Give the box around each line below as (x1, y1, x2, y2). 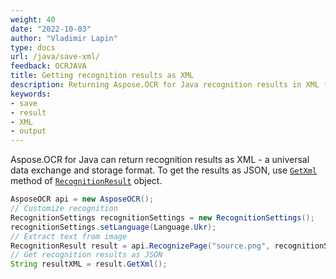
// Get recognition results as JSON (10, 250, 163, 260)
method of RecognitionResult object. (10, 175, 163, 187)
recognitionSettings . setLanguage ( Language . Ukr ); (10, 222, 217, 232)
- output (10, 126, 47, 136)
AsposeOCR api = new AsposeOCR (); (10, 194, 155, 205)
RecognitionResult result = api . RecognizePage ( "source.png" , (10, 241, 271, 251)
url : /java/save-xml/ (10, 52, 101, 62)
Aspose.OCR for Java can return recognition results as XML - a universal (10, 154, 310, 166)
